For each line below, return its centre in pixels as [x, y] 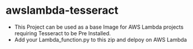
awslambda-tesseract [62, 10]
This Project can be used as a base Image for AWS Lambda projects [99, 27]
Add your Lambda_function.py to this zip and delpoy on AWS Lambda [101, 39]
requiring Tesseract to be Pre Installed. [62, 33]
